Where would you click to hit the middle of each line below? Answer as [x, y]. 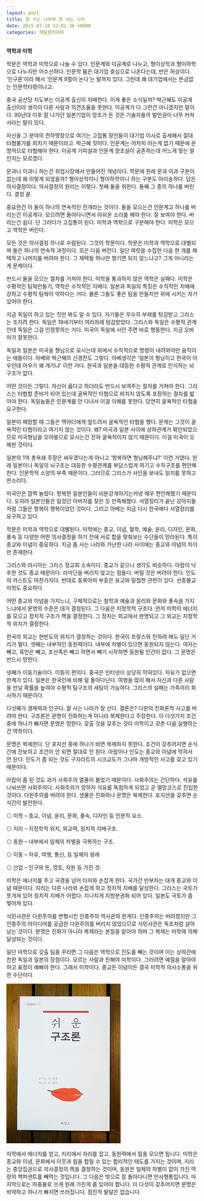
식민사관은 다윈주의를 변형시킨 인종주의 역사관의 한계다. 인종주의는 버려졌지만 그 [101, 916]
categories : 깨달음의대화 [35, 32]
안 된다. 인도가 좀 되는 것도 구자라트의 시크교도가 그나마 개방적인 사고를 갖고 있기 [102, 759]
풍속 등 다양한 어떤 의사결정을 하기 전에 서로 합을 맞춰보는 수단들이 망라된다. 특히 [102, 537]
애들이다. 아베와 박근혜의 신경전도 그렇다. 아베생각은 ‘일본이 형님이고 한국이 [102, 358]
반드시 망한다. [23, 660]
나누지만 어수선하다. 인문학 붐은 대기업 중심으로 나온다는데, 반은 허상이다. [104, 72]
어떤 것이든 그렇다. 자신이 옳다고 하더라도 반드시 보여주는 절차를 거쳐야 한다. [97, 386]
